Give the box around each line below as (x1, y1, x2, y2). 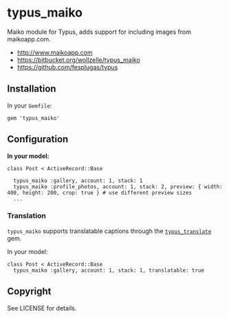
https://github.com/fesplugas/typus (17, 63, 118, 71)
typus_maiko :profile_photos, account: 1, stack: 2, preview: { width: (13, 183, 223, 190)
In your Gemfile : (7, 101, 52, 110)
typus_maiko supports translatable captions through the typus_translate (7, 226, 212, 235)
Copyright (7, 286, 52, 297)
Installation (7, 83, 56, 95)
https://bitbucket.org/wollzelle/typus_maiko (17, 55, 141, 63)
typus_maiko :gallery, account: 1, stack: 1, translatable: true (13, 267, 205, 274)
